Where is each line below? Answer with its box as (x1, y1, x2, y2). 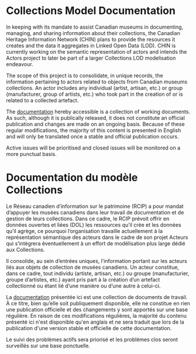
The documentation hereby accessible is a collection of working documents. (6, 108, 191, 115)
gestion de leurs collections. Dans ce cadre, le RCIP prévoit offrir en (6, 215, 170, 222)
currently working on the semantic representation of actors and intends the (6, 48, 187, 55)
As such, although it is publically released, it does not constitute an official (6, 114, 185, 121)
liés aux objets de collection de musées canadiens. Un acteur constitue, (6, 263, 180, 270)
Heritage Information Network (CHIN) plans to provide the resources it (6, 36, 176, 43)
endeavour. (6, 60, 33, 68)
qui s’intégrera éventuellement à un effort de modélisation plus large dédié (6, 240, 185, 247)
